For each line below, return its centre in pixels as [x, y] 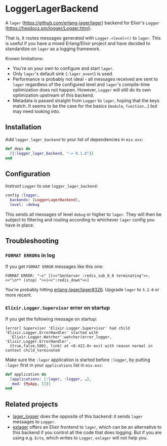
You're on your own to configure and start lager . [63, 68]
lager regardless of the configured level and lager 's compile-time [81, 84]
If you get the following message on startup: [51, 319]
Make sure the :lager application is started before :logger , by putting [78, 360]
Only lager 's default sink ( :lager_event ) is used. [63, 73]
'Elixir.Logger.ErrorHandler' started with [52, 332]
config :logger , [22, 195]
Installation [23, 127]
